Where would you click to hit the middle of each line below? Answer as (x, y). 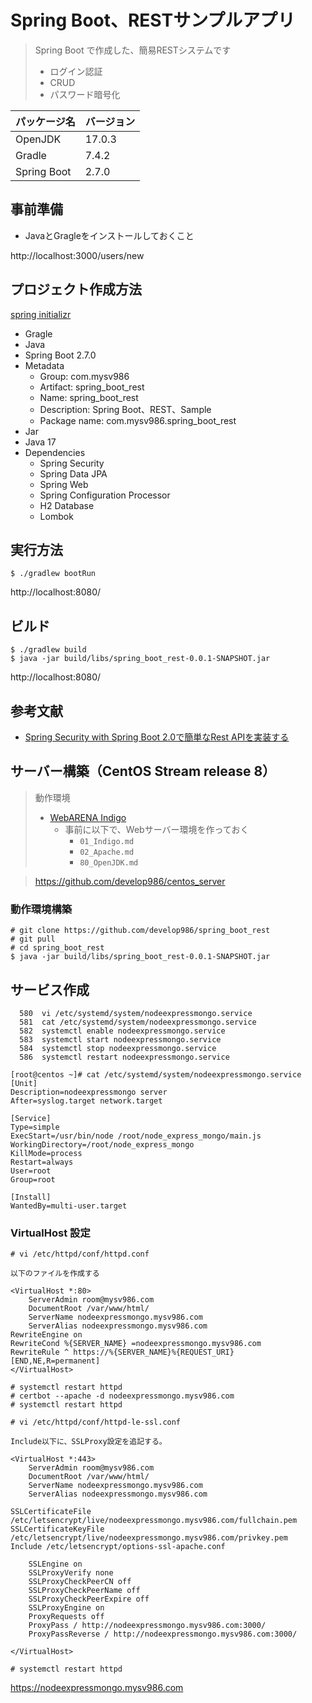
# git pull (33, 939)
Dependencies (55, 452)
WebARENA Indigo (88, 817)
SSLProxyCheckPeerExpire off (89, 1599)
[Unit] (24, 1083)
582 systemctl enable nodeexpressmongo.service (122, 1031)
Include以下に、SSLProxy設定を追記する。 (88, 1442)
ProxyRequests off (66, 1617)
